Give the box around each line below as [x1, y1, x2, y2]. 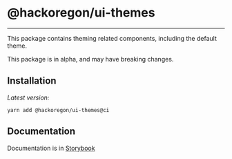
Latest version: [7, 93, 50, 102]
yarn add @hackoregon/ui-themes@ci [7, 106, 110, 113]
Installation [7, 75, 57, 87]
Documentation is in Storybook [7, 144, 95, 152]
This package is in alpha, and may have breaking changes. [7, 55, 174, 63]
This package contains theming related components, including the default [7, 34, 217, 42]
